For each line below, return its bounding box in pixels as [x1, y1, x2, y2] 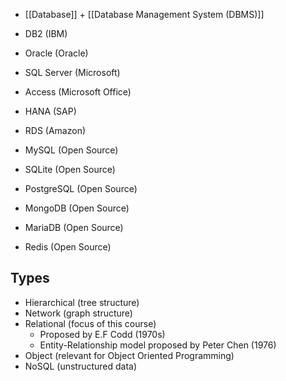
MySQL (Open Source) [24, 144, 119, 156]
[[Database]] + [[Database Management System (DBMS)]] [24, 9, 265, 20]
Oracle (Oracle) [24, 47, 89, 59]
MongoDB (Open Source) [24, 202, 130, 214]
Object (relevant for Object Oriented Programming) [24, 349, 235, 361]
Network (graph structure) [24, 307, 133, 319]
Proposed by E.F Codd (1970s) [39, 328, 166, 340]
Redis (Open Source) [24, 241, 112, 253]
